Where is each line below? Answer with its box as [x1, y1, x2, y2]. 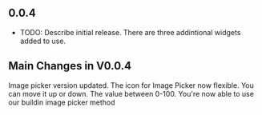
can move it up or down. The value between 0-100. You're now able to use [8, 89, 255, 98]
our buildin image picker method [8, 97, 115, 107]
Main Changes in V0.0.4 [8, 59, 132, 73]
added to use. [19, 36, 67, 46]
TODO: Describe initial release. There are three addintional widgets [19, 27, 241, 37]
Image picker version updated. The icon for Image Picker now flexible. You [8, 80, 254, 90]
